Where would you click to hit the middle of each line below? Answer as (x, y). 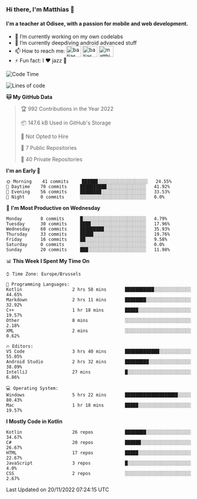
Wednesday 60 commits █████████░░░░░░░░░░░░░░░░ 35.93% (88, 229)
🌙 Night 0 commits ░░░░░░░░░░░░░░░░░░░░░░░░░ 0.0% (86, 197)
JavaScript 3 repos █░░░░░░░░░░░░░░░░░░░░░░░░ (99, 463)
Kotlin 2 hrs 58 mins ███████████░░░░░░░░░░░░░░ (99, 290)
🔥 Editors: (20, 347)
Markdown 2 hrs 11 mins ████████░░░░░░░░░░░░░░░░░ (99, 300)
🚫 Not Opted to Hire (45, 137)
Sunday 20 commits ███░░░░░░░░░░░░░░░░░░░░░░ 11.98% (88, 250)
